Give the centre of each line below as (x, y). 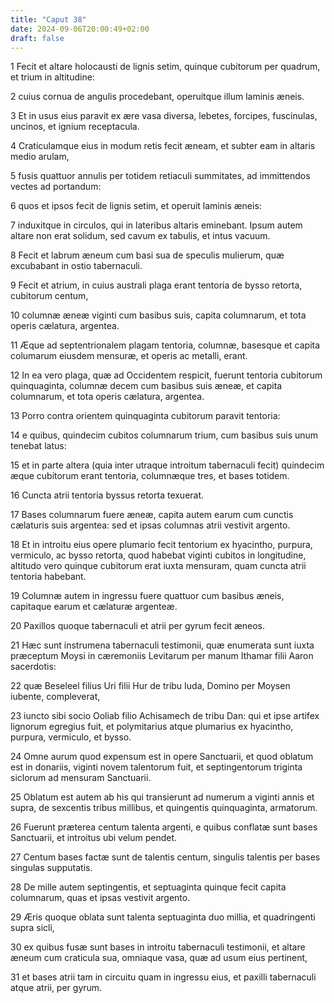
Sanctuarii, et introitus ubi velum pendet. (94, 838)
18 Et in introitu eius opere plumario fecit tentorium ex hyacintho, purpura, (161, 545)
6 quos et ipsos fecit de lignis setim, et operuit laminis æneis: (136, 206)
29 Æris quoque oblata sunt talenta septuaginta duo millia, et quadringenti (163, 917)
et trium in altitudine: (52, 77)
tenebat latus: (38, 446)
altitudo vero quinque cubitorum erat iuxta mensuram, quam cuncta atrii (158, 566)
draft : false (37, 38)
